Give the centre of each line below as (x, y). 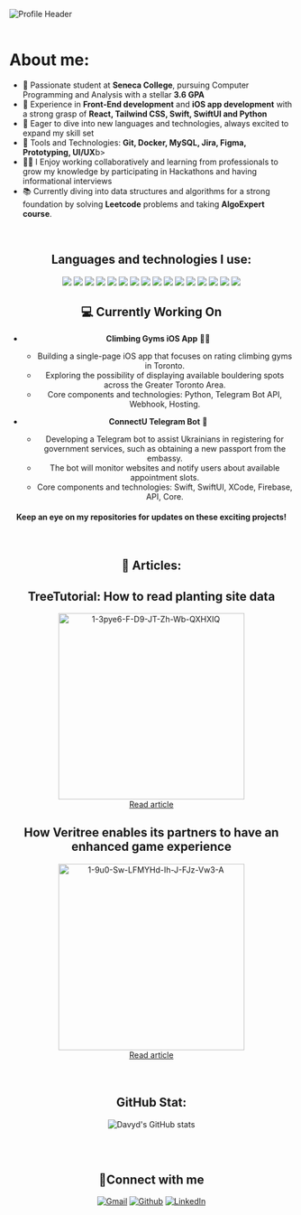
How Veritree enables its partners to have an (151, 832)
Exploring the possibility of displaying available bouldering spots (165, 375)
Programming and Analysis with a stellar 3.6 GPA (114, 94)
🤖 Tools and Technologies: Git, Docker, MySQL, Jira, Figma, (134, 142)
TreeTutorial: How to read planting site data (151, 596)
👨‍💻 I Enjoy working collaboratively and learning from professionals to (150, 162)
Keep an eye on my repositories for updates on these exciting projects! (151, 517)
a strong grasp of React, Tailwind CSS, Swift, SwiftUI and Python (145, 114)
